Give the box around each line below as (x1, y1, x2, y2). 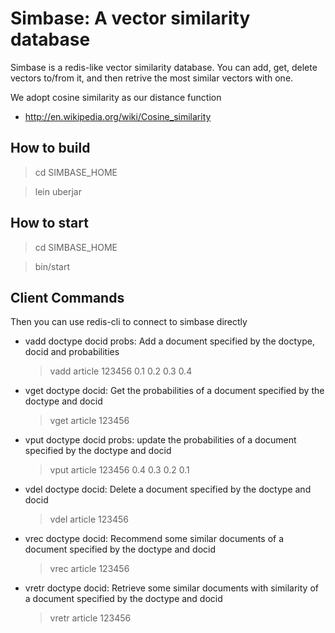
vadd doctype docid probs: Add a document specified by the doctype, (24, 335, 315, 347)
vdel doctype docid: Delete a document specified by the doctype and (24, 483, 312, 496)
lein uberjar (34, 185, 82, 197)
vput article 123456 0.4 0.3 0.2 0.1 (49, 464, 190, 476)
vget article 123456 (49, 415, 130, 427)
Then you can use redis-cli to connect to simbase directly (10, 316, 248, 328)
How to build (10, 140, 91, 157)
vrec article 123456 (49, 563, 130, 575)
